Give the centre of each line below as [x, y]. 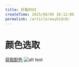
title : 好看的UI [21, 10]
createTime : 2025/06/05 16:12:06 [40, 14]
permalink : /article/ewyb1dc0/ [38, 19]
